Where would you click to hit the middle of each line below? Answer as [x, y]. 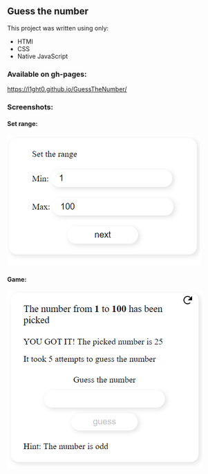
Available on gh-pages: [47, 74]
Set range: [22, 123]
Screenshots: [30, 107]
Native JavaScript [42, 56]
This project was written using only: [58, 28]
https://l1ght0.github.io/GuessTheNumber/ [67, 89]
